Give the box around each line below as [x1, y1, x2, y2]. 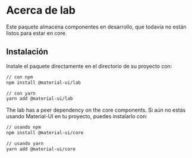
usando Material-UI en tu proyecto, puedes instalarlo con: [6, 113, 147, 120]
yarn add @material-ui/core [6, 146, 76, 152]
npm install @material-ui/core [6, 130, 84, 136]
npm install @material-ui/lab [6, 80, 81, 86]
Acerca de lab [6, 4, 76, 17]
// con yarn [6, 90, 36, 96]
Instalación [6, 47, 49, 57]
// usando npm [6, 124, 42, 131]
